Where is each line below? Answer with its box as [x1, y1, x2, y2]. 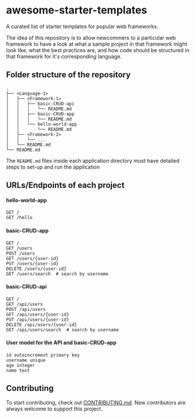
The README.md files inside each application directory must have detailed [6, 157, 180, 164]
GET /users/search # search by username [6, 270, 109, 277]
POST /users [6, 250, 35, 256]
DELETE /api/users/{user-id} [6, 321, 77, 328]
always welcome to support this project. [6, 405, 102, 412]
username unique [6, 357, 46, 363]
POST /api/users [6, 306, 46, 312]
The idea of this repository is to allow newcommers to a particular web [6, 34, 176, 41]
